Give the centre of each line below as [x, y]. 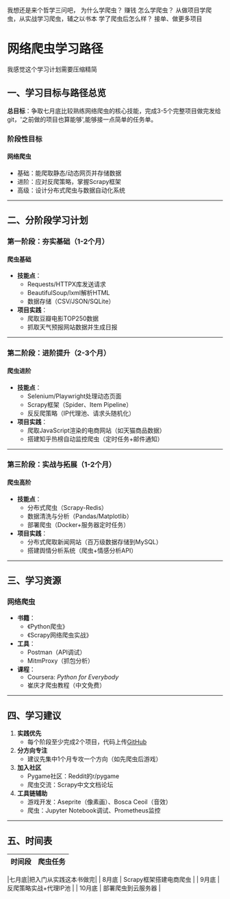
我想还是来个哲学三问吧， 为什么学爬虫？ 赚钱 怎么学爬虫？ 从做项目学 [106, 10]
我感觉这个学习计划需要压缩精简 [52, 69]
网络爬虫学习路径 [55, 49]
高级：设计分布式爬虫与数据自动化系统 [71, 190]
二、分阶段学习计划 [48, 221]
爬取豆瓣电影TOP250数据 [63, 318]
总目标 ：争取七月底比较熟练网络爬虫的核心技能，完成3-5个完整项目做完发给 [114, 110]
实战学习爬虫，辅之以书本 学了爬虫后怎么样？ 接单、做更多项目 [114, 19]
